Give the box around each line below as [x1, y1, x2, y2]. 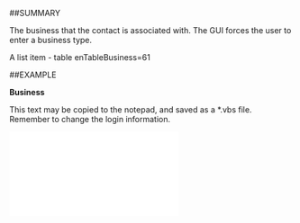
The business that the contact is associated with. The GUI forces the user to [9, 25, 292, 35]
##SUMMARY [9, 8, 61, 18]
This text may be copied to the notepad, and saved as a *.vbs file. [9, 104, 252, 115]
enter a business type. [9, 35, 93, 45]
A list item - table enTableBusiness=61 [9, 52, 150, 62]
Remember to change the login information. [9, 114, 171, 124]
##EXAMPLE [9, 69, 57, 80]
